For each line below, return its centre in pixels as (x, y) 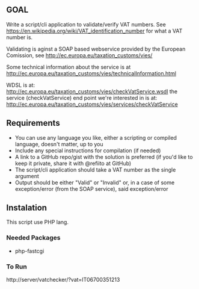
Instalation (26, 208)
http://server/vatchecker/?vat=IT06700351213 (63, 280)
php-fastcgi (29, 251)
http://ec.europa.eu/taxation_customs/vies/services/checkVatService (92, 104)
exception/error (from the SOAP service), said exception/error (91, 188)
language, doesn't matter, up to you (59, 144)
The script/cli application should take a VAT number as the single (95, 169)
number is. (20, 37)
